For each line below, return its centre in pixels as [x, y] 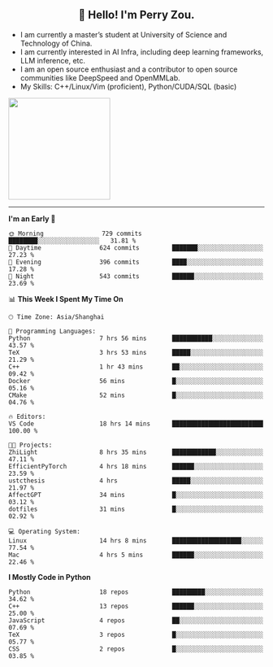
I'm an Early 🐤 [32, 218]
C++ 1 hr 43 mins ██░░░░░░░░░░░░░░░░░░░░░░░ [136, 367]
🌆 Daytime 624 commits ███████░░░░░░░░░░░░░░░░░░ [136, 248]
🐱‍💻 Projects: [30, 445]
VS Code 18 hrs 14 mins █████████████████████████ [136, 424]
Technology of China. [56, 43]
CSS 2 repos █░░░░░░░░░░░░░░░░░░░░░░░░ [136, 649]
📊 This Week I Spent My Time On [66, 299]
